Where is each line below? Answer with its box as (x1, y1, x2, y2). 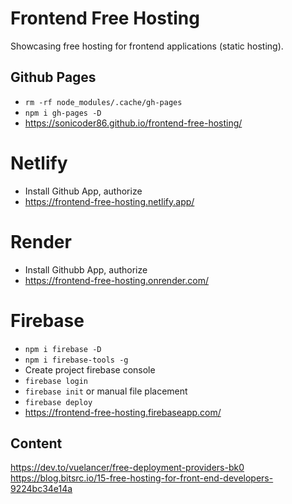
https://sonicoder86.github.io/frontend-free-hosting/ (24, 117, 243, 129)
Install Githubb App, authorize (24, 263, 148, 276)
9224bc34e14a (10, 483, 73, 495)
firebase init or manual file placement (24, 385, 188, 397)
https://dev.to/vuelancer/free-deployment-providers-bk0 (10, 462, 245, 474)
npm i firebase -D (24, 344, 102, 354)
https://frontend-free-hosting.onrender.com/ (24, 274, 210, 286)
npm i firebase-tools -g (24, 355, 129, 365)
